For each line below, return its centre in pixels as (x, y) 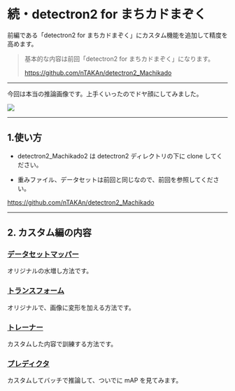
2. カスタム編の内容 (50, 233)
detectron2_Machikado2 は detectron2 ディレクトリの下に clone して (117, 156)
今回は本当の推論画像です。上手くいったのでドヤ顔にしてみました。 (105, 94)
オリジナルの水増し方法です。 (50, 271)
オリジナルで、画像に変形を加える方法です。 (71, 307)
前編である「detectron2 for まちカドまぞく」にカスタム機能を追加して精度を (117, 35)
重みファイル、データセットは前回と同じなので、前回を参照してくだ (115, 179)
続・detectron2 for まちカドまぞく (107, 14)
